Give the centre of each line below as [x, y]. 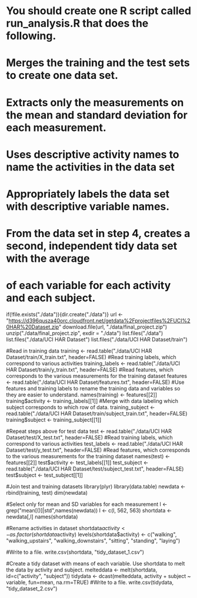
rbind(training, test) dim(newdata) [47, 493]
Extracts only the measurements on [95, 102]
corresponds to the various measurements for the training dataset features [96, 376]
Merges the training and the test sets [98, 63]
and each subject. [51, 298]
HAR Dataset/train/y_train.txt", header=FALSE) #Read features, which [90, 370]
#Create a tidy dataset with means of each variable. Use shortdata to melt [96, 564]
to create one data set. [62, 75]
